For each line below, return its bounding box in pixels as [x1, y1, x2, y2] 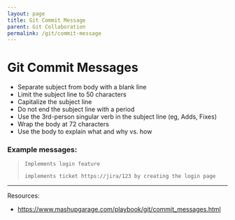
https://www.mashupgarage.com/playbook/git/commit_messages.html [17, 205, 222, 214]
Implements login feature [24, 161, 100, 168]
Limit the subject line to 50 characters [17, 90, 127, 98]
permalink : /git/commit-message [7, 29, 101, 37]
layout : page [7, 10, 45, 17]
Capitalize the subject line [17, 98, 92, 106]
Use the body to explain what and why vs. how [17, 127, 152, 136]
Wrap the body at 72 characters [17, 120, 110, 129]
